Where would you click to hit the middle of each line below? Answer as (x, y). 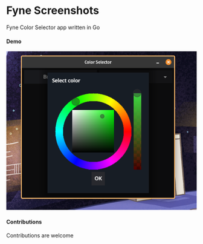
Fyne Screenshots (53, 11)
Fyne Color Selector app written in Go (53, 27)
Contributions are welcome (40, 235)
